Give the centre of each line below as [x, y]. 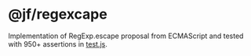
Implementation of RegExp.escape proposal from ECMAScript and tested [126, 36]
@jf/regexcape [58, 14]
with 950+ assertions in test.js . [58, 44]
